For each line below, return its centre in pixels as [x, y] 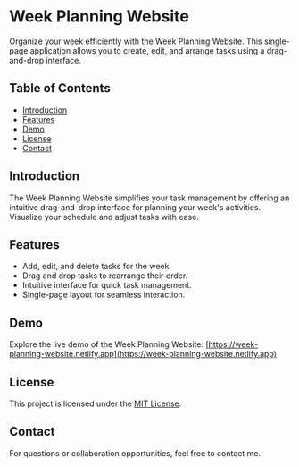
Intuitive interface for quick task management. [107, 285]
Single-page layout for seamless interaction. [104, 295]
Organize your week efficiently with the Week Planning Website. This [136, 41]
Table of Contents [60, 88]
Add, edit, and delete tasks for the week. [97, 267]
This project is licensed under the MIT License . [96, 403]
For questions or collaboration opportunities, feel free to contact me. [135, 453]
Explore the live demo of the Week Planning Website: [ [109, 344]
